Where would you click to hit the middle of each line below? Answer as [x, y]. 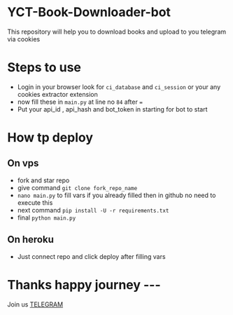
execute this [35, 202]
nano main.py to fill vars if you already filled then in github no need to [116, 195]
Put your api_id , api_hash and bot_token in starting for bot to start [112, 109]
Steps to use [44, 68]
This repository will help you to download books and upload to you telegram [117, 32]
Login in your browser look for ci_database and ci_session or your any [119, 87]
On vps [23, 163]
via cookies [24, 39]
